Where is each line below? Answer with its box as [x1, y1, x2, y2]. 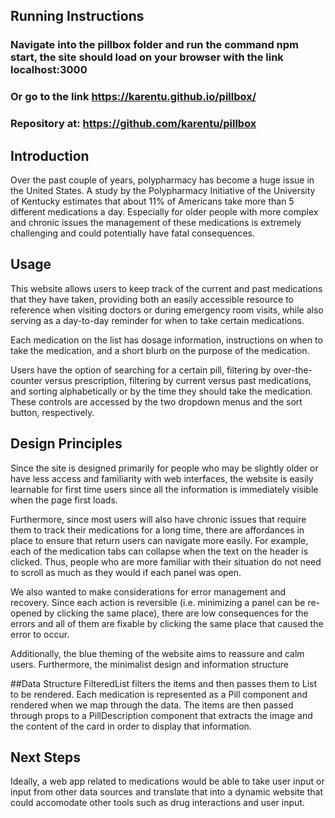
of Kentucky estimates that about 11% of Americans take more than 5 [10, 195, 295, 207]
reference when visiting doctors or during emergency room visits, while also [10, 304, 324, 316]
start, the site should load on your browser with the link [10, 50, 284, 64]
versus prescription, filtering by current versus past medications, [44, 374, 312, 386]
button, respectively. [10, 406, 95, 418]
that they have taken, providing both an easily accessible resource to [10, 293, 294, 305]
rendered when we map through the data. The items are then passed [10, 699, 294, 711]
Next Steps [10, 749, 81, 766]
